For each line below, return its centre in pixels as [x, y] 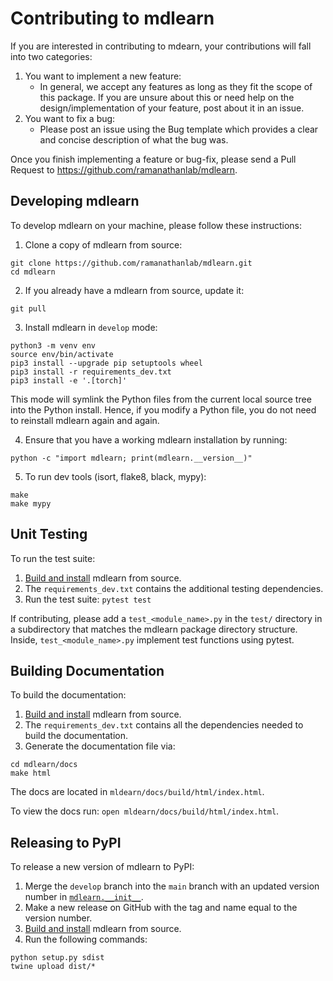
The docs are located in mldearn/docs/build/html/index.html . [137, 792]
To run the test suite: [53, 558]
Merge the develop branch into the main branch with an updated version [172, 886]
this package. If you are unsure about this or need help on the [167, 97]
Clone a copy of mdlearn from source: [103, 244]
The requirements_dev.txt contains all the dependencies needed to [164, 725]
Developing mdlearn [75, 201]
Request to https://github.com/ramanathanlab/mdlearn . [124, 169]
